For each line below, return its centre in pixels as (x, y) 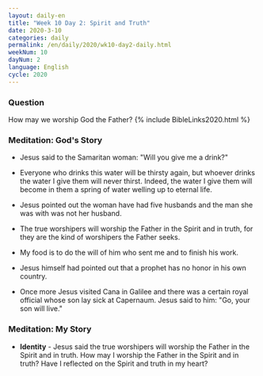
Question (27, 102)
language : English (38, 67)
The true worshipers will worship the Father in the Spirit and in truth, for (136, 229)
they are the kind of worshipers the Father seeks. (100, 237)
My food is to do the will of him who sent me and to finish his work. (129, 253)
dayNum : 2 (25, 60)
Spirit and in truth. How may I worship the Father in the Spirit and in (129, 355)
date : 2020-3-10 (35, 30)
